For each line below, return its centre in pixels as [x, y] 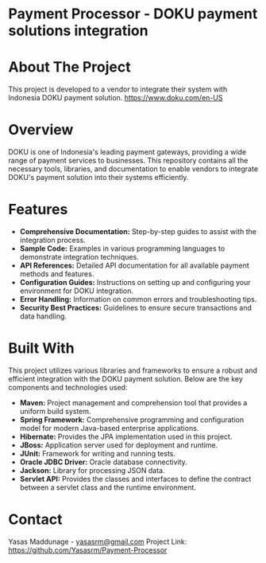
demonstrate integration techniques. [79, 257]
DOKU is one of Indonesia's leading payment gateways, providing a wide [127, 152]
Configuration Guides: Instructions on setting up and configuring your [135, 282]
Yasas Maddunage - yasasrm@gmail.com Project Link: [98, 541]
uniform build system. [55, 411]
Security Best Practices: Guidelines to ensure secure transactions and [136, 308]
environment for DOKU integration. [76, 291]
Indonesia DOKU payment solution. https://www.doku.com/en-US [116, 98]
